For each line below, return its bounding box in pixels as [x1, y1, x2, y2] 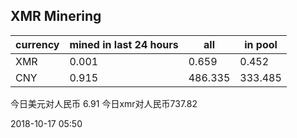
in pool [244, 37, 278, 51]
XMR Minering [10, 8, 102, 25]
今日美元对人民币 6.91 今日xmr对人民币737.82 [10, 97, 198, 109]
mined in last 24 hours [69, 37, 179, 51]
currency [15, 37, 60, 51]
